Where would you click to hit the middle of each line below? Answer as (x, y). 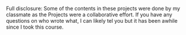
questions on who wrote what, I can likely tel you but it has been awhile (92, 21)
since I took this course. (35, 27)
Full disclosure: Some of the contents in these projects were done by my (93, 8)
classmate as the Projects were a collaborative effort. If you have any (89, 15)
